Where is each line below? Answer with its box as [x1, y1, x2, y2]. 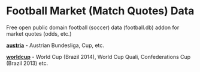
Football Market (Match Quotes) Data [6, 4, 195, 18]
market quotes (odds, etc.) [6, 30, 72, 37]
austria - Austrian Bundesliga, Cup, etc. [6, 42, 105, 49]
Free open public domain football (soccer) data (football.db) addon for [6, 24, 180, 31]
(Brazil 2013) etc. [6, 60, 49, 67]
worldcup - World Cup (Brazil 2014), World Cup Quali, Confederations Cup [6, 53, 191, 60]
